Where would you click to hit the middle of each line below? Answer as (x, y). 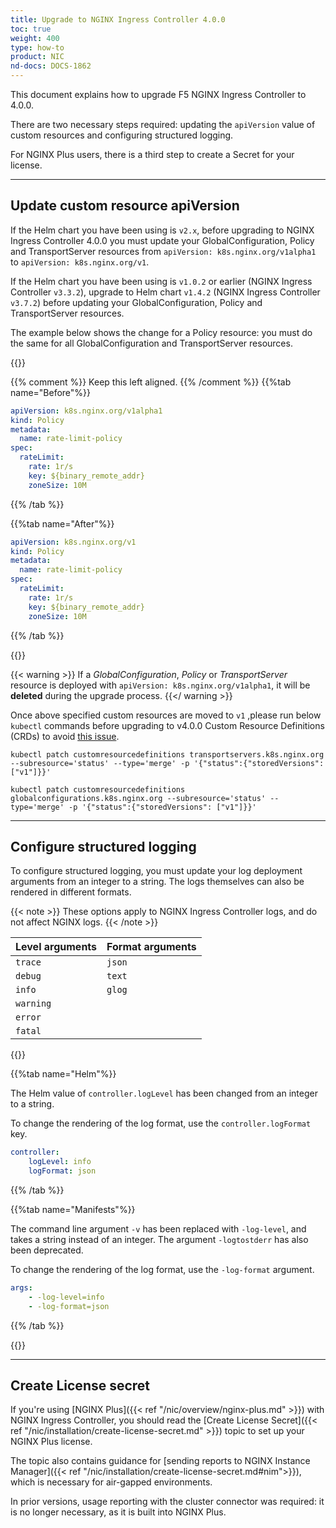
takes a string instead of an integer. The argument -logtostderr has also (159, 1239)
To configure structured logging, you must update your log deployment (156, 871)
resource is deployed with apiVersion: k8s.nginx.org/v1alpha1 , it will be (160, 685)
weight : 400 (35, 38)
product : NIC (37, 57)
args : (21, 1288)
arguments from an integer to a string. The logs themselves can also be (157, 882)
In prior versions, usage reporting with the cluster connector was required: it (167, 1502)
